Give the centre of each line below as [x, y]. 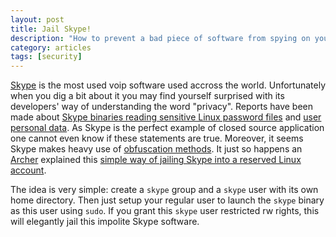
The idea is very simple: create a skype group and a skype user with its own [164, 190]
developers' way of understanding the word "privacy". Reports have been [162, 107]
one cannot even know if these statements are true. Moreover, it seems [157, 138]
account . [28, 170]
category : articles [51, 47]
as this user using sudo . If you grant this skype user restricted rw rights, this [165, 211]
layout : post [37, 19]
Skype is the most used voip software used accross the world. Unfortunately [168, 85]
